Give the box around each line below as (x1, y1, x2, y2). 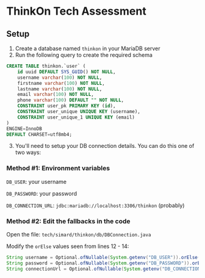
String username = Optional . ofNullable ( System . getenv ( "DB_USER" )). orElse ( (6, 254, 201, 260)
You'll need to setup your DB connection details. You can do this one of (15, 142, 195, 150)
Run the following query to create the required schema (15, 51, 153, 59)
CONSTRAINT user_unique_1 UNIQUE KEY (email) (17, 114, 135, 120)
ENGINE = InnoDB (6, 125, 43, 132)
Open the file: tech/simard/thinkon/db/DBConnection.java (6, 230, 151, 238)
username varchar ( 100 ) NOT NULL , (17, 75, 103, 81)
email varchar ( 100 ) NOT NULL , (17, 92, 95, 98)
